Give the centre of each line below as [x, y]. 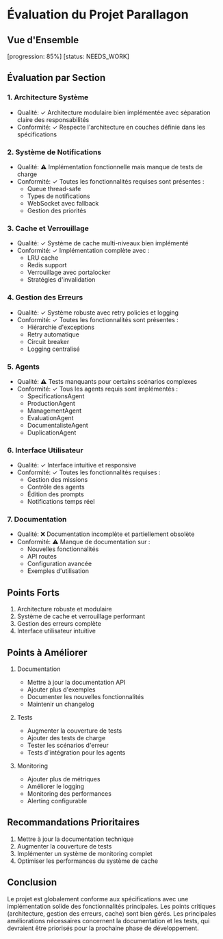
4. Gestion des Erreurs [45, 297]
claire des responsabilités [53, 119]
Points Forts [34, 593]
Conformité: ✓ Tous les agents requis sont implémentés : [97, 389]
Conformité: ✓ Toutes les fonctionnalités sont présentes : [98, 319]
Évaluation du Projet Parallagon [98, 15]
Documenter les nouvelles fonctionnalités [86, 697]
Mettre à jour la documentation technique [75, 839]
